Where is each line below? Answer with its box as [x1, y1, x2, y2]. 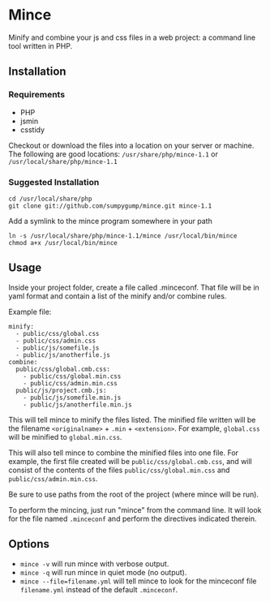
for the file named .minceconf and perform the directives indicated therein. [8, 514, 257, 523]
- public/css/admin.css [15, 337, 96, 345]
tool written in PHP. [8, 41, 73, 50]
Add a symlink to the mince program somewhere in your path [8, 216, 212, 226]
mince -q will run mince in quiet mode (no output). [19, 567, 187, 577]
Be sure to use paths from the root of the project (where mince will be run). [8, 489, 259, 499]
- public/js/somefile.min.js [23, 393, 122, 402]
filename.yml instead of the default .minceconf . [19, 584, 178, 594]
